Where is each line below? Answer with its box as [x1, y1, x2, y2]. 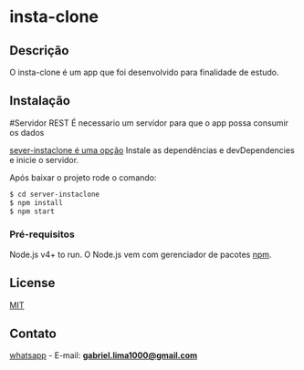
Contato [9, 325, 57, 341]
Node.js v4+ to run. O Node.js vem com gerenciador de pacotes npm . [9, 249, 272, 260]
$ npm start [9, 207, 55, 216]
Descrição [9, 43, 69, 58]
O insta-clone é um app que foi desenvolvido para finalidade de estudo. [9, 67, 280, 77]
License [9, 275, 56, 291]
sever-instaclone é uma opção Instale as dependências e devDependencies [9, 144, 295, 156]
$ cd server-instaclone [9, 190, 100, 199]
